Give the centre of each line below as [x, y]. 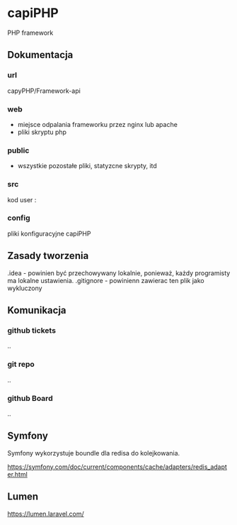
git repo [21, 365]
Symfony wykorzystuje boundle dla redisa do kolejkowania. [94, 453]
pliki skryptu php [42, 132]
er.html [18, 474]
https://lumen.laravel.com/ [46, 514]
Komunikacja [37, 310]
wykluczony [25, 288]
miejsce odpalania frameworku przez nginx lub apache [98, 124]
